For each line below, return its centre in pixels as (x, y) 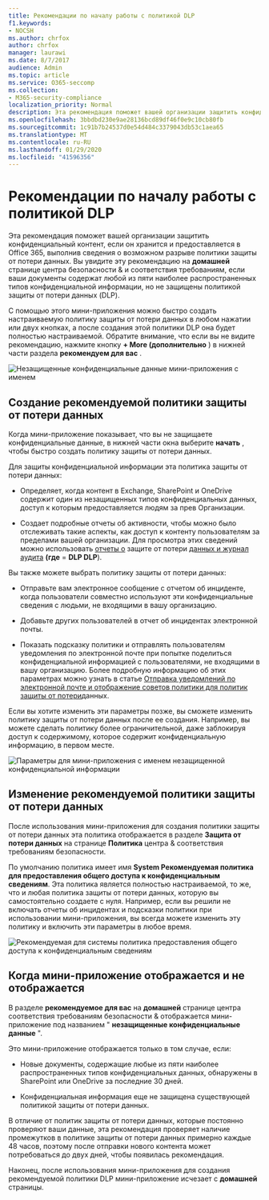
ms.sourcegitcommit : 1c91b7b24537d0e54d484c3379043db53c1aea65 (116, 127)
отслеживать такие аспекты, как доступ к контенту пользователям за (140, 532)
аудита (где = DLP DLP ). (61, 557)
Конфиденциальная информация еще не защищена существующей (135, 1096)
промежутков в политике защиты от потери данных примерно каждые (130, 1138)
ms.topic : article (39, 75)
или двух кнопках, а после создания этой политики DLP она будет (122, 328)
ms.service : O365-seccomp (51, 82)
